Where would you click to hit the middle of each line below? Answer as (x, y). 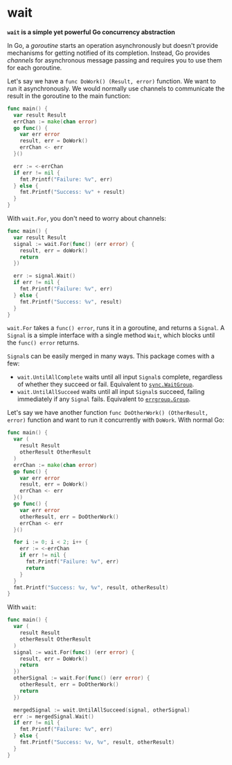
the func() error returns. (43, 343)
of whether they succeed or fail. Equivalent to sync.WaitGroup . (106, 384)
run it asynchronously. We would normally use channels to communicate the (116, 88)
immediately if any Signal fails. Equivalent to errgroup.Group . (104, 399)
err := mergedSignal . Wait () (54, 716)
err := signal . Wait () (45, 276)
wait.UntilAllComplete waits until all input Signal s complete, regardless (120, 377)
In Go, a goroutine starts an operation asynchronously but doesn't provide (113, 45)
